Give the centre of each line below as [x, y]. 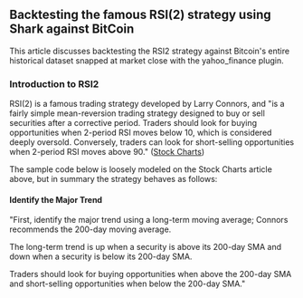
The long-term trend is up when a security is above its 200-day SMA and [146, 247]
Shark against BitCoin [72, 29]
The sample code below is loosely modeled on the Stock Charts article [141, 169]
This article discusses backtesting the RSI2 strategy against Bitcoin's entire [150, 51]
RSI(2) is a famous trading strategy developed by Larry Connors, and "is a [147, 104]
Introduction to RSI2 [54, 83]
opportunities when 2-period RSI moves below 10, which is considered [141, 133]
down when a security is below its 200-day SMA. [101, 256]
